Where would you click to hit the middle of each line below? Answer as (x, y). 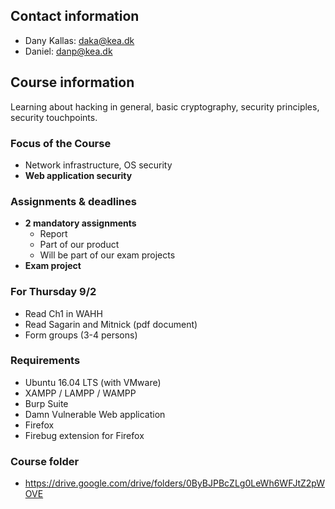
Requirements (45, 361)
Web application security (78, 175)
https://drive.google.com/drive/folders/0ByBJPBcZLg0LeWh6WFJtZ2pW (175, 483)
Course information (72, 82)
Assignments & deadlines (73, 201)
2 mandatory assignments (80, 223)
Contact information (75, 16)
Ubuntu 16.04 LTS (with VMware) (93, 382)
